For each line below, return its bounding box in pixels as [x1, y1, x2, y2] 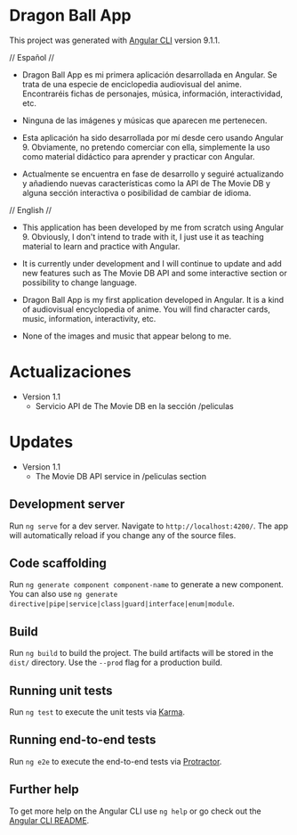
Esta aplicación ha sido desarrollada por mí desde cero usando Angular [21, 132, 285, 143]
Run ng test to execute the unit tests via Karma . [9, 707, 185, 717]
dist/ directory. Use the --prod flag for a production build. [9, 657, 222, 668]
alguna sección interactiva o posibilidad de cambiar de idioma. [21, 187, 252, 198]
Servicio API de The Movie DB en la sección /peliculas [35, 400, 234, 411]
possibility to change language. [21, 277, 138, 288]
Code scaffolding [9, 556, 107, 571]
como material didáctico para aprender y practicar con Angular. [21, 151, 255, 161]
